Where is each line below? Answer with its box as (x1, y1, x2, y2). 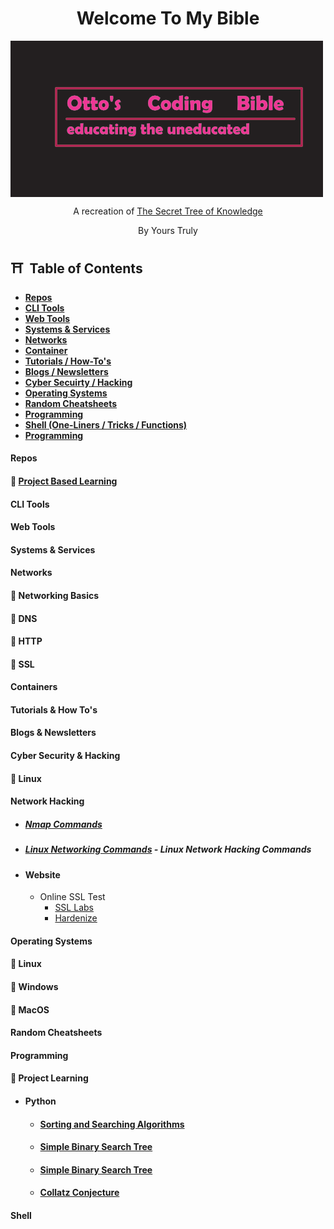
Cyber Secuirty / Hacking (24, 376, 133, 388)
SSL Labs (54, 902, 94, 914)
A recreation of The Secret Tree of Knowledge (73, 205, 263, 217)
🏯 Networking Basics (10, 589, 100, 601)
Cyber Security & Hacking (10, 750, 121, 762)
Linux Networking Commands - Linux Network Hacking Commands (24, 843, 312, 856)
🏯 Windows (10, 980, 59, 992)
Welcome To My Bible (76, 7, 260, 30)
